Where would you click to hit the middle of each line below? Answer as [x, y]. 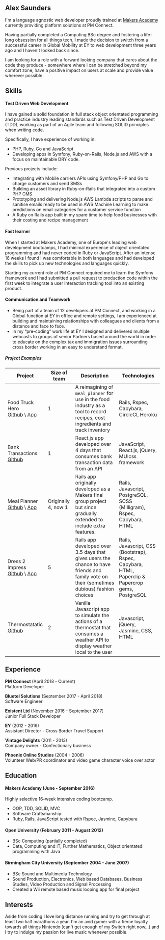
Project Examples [23, 358]
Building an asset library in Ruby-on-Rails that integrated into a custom [84, 189]
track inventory [93, 430]
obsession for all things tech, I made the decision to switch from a [82, 40]
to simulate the [92, 615]
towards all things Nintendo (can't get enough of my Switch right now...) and [82, 927]
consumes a [89, 634]
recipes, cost [90, 418]
